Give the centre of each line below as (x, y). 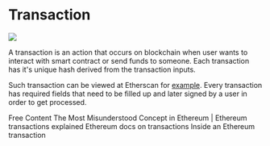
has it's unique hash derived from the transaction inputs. (102, 69)
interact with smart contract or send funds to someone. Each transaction (129, 60)
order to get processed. (48, 102)
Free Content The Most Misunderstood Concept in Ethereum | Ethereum (128, 118)
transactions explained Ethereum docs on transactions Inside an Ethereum (132, 126)
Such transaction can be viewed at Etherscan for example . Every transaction (135, 85)
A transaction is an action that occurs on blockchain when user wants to (128, 52)
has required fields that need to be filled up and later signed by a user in (128, 94)
